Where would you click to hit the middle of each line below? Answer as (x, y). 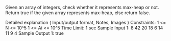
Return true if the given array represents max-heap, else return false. (78, 13)
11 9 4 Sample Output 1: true (34, 33)
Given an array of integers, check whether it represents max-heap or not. (82, 7)
